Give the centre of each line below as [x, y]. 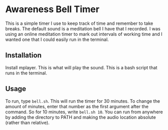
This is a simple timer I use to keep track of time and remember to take [79, 23]
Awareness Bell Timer [52, 9]
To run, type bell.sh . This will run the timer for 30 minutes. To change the [83, 101]
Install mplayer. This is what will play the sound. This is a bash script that [81, 67]
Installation [23, 55]
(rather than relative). [27, 122]
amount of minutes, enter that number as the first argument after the [77, 106]
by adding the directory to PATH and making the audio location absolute [81, 117]
